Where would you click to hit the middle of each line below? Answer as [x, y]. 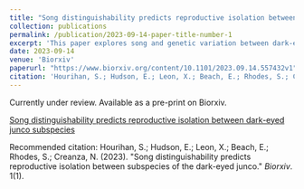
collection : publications [58, 26]
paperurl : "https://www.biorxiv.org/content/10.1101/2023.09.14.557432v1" [153, 69]
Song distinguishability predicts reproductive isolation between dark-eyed [147, 119]
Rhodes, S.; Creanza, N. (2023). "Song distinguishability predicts [130, 156]
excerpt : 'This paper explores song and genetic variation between [139, 43]
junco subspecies [42, 129]
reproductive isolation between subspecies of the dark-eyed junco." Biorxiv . [151, 166]
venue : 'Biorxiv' [42, 60]
